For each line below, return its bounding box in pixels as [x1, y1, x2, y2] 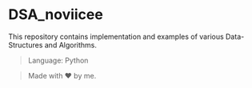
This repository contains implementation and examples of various [8, 32, 224, 41]
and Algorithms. [44, 40, 98, 49]
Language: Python [27, 55, 89, 65]
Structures [8, 40, 43, 49]
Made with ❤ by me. [27, 71, 97, 80]
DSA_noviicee [8, 6, 104, 24]
